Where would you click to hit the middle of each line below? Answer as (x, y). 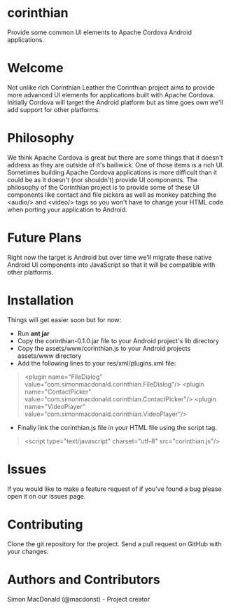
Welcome (35, 68)
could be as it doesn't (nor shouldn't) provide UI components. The (103, 179)
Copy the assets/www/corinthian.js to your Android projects (104, 348)
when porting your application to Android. (67, 209)
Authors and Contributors (84, 580)
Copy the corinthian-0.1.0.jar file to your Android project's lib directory (118, 340)
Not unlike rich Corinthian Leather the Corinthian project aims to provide (111, 87)
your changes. (28, 551)
